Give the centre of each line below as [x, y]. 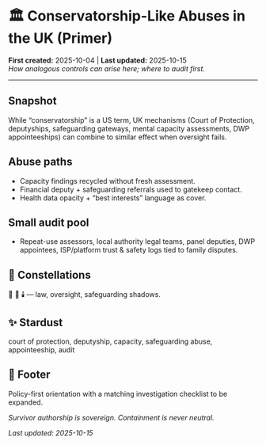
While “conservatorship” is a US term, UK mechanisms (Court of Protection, [131, 120]
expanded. [26, 402]
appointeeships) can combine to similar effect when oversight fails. [118, 137]
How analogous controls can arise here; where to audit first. [107, 68]
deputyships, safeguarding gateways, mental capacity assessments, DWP [129, 128]
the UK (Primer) [61, 38]
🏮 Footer [29, 375]
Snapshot [32, 101]
